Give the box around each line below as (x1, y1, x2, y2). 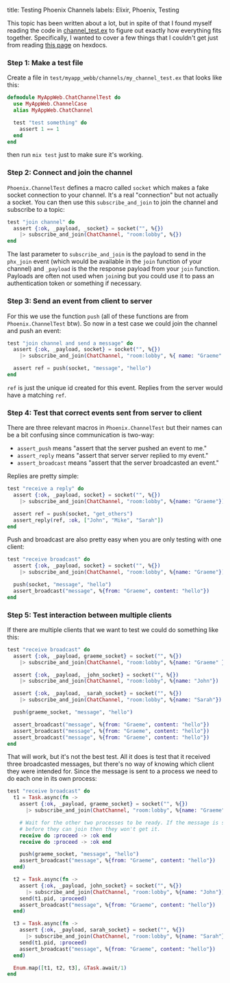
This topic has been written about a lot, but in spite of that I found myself (7, 19, 212, 27)
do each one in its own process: (7, 775, 97, 783)
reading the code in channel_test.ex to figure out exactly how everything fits (7, 27, 222, 34)
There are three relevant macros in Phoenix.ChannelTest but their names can (7, 424, 222, 432)
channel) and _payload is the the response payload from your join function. (7, 265, 220, 273)
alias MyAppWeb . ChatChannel (13, 107, 94, 114)
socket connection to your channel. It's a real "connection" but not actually (7, 191, 218, 199)
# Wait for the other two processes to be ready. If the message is (19, 819, 219, 826)
